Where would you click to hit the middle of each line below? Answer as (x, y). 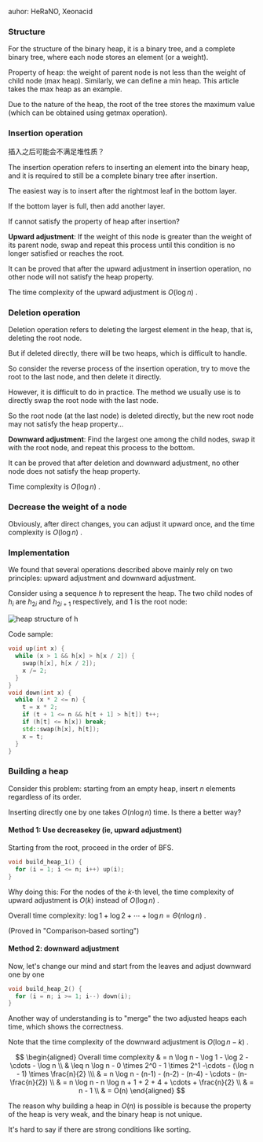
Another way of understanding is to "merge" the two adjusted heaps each (128, 1018)
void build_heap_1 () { (45, 862)
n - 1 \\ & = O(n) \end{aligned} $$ (132, 1091)
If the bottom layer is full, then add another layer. (87, 206)
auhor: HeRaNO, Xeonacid (50, 11)
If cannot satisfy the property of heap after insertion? (94, 221)
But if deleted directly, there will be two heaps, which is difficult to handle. (128, 353)
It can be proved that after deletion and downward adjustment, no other (124, 463)
